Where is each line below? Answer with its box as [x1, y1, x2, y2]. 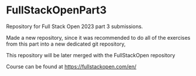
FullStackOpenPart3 [6, 4, 107, 17]
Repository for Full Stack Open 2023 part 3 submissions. [6, 23, 143, 30]
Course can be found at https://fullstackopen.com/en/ [6, 63, 137, 70]
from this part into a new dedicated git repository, [6, 40, 126, 47]
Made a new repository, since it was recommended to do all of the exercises [6, 34, 191, 41]
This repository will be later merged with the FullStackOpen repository [6, 51, 175, 58]
